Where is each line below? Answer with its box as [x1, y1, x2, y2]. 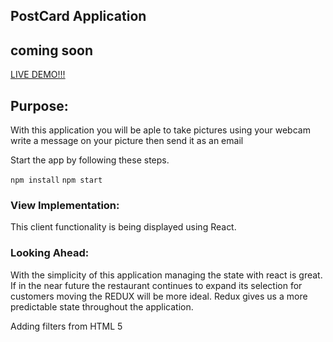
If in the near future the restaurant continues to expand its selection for [10, 279, 303, 291]
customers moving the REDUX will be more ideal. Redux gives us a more [10, 290, 308, 302]
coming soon [10, 42, 93, 59]
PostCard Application [10, 8, 147, 25]
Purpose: [10, 97, 69, 114]
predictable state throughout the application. [10, 300, 194, 313]
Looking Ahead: [10, 246, 90, 260]
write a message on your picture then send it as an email [10, 135, 244, 147]
